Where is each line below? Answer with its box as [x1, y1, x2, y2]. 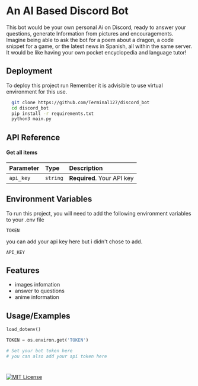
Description [69, 164, 103, 172]
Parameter [9, 164, 40, 172]
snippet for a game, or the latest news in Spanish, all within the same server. [6, 43, 193, 50]
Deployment [6, 66, 53, 76]
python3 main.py [11, 116, 52, 122]
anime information [14, 294, 59, 301]
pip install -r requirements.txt [11, 111, 94, 117]
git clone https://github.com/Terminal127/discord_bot [11, 99, 150, 105]
